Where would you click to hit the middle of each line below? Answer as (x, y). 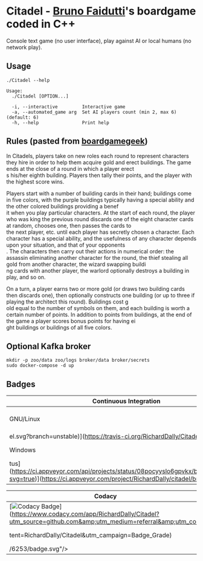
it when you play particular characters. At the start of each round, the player (101, 213)
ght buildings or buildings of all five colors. (59, 327)
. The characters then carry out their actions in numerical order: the (90, 251)
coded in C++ (41, 24)
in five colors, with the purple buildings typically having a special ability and (100, 200)
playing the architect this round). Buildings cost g (67, 302)
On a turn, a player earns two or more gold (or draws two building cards (96, 288)
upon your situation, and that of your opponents (66, 245)
